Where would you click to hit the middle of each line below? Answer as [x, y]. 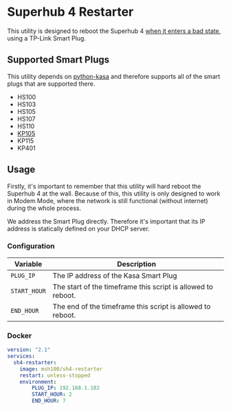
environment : [38, 381]
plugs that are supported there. [51, 84]
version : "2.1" [29, 350]
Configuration [31, 246]
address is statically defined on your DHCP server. [78, 228]
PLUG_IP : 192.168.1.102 [66, 388]
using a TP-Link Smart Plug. [46, 38]
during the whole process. [44, 208]
